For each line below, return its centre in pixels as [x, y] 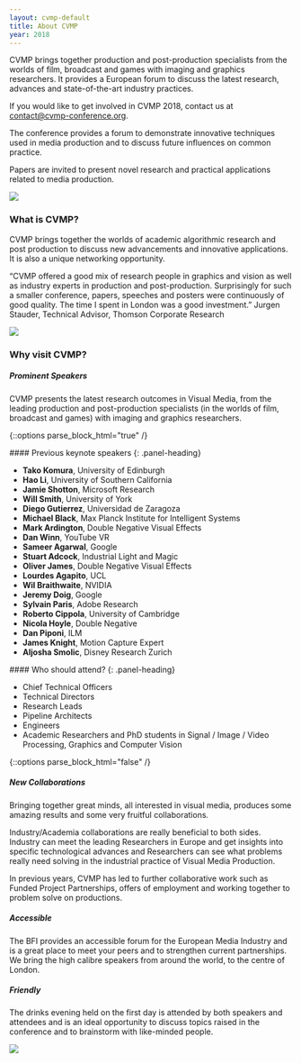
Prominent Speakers [49, 376]
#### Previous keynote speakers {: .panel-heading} [106, 452]
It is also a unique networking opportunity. [88, 259]
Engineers [41, 725]
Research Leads [52, 706]
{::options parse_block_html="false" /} [80, 761]
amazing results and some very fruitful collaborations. [109, 814]
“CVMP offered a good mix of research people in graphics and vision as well [150, 276]
